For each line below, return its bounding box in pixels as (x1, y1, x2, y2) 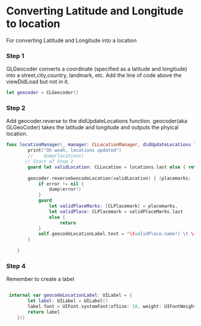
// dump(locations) (28, 153, 84, 159)
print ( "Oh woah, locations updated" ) (28, 147, 121, 153)
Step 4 (6, 262, 26, 270)
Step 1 (6, 52, 25, 60)
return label (28, 309, 60, 315)
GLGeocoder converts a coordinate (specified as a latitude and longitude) (6, 65, 187, 73)
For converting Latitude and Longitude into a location (6, 37, 137, 44)
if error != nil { (38, 181, 84, 187)
